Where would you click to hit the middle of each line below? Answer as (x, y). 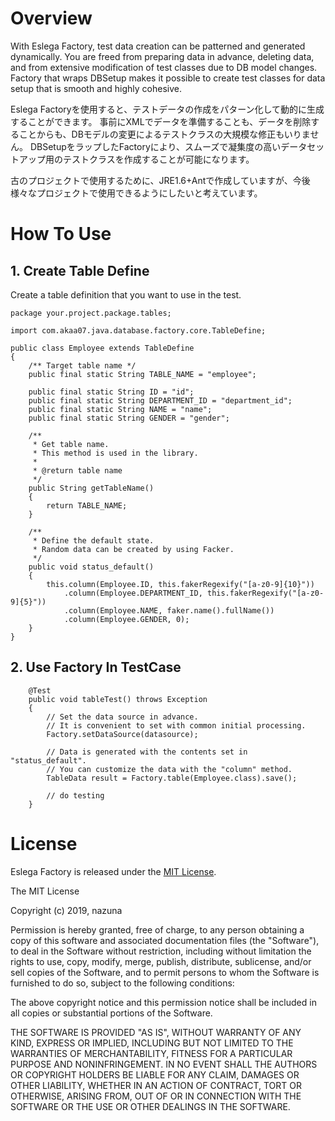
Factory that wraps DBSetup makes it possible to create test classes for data (168, 78)
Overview (51, 18)
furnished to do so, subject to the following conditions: (122, 983)
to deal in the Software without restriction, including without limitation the (161, 951)
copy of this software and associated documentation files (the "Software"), (165, 940)
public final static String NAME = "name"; (120, 409)
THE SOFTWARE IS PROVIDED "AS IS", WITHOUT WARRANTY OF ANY (156, 1032)
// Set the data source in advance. (122, 717)
